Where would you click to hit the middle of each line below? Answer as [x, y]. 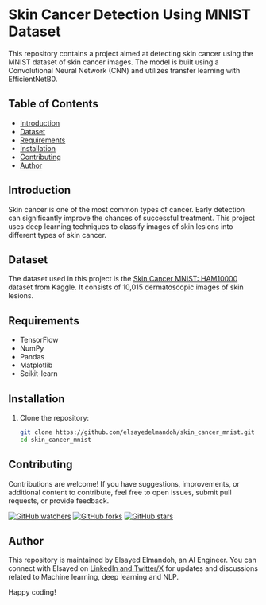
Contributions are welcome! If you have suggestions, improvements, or [124, 483]
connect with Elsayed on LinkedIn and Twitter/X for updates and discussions [133, 568]
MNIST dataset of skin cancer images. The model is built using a [114, 62]
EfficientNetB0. [33, 79]
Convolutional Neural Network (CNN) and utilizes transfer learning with [124, 70]
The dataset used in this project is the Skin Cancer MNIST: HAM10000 [123, 279]
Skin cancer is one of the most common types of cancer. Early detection [127, 209]
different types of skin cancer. [58, 235]
